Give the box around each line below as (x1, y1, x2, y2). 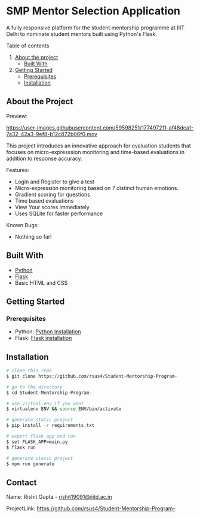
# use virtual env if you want (6, 400, 84, 406)
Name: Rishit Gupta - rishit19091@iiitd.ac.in (6, 493, 112, 501)
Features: (6, 166, 30, 173)
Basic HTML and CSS (14, 279, 68, 286)
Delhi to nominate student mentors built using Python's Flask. (6, 30, 157, 37)
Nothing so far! (14, 233, 52, 240)
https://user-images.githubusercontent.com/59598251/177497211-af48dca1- (6, 124, 194, 131)
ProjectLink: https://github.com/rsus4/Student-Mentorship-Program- (6, 505, 176, 512)
